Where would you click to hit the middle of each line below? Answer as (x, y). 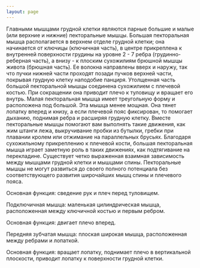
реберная (19, 60)
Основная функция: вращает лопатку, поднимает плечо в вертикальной (99, 252)
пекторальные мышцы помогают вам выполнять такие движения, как (96, 124)
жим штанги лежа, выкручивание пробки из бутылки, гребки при (90, 130)
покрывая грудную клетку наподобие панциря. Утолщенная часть (91, 80)
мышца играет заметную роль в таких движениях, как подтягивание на (98, 150)
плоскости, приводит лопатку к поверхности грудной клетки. (85, 258)
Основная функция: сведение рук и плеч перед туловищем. (83, 193)
